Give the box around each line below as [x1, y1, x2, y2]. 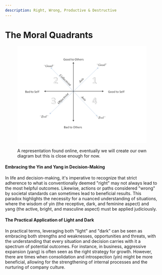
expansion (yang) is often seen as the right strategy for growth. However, [5, 249, 152, 255]
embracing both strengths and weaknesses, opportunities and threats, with [5, 233, 156, 239]
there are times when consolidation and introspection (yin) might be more [5, 254, 153, 259]
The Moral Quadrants [5, 29, 93, 40]
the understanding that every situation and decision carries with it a [5, 238, 141, 244]
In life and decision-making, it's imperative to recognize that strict [5, 175, 137, 180]
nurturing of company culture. [5, 264, 66, 270]
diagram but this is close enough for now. [17, 153, 101, 158]
